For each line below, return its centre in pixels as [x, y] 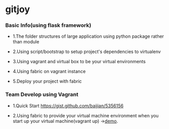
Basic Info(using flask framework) [48, 25]
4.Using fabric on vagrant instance [49, 71]
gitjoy [18, 9]
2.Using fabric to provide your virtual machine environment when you [86, 115]
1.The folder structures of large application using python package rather [88, 36]
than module [26, 42]
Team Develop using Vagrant [42, 94]
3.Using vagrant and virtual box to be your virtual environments [79, 62]
